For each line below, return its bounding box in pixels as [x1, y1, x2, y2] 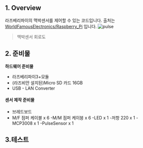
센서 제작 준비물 [5, 97, 35, 103]
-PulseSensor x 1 [40, 120, 74, 126]
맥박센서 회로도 [16, 34, 46, 39]
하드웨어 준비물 [5, 63, 34, 69]
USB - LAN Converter [12, 85, 55, 91]
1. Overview [5, 4, 41, 12]
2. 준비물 [5, 50, 31, 58]
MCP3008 [12, 120, 33, 126]
